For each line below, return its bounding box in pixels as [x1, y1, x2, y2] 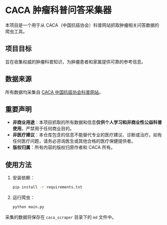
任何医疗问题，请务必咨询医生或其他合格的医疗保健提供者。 [12, 138, 136, 144]
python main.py [12, 204, 45, 209]
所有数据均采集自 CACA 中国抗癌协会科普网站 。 [5, 89, 104, 95]
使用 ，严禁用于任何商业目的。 [12, 126, 74, 132]
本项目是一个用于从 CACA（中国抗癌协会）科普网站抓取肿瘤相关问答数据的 [5, 22, 159, 28]
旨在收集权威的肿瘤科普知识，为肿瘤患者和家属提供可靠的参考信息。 [5, 59, 146, 65]
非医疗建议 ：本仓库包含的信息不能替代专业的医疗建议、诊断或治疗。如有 [12, 132, 162, 138]
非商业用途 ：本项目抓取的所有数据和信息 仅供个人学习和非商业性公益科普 [12, 119, 162, 125]
